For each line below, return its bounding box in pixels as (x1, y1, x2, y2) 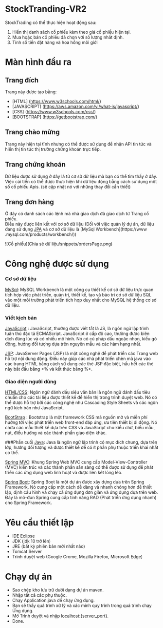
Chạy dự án (5, 571, 52, 582)
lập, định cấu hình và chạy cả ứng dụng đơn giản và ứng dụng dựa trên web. (5, 489, 158, 495)
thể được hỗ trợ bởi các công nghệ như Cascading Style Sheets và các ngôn (5, 399, 158, 406)
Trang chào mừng (5, 128, 60, 136)
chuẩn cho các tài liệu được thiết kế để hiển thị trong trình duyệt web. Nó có (5, 395, 157, 400)
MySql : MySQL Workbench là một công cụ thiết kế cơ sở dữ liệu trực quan (5, 287, 154, 293)
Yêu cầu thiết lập (5, 517, 74, 528)
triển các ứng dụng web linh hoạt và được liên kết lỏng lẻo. (5, 470, 123, 476)
